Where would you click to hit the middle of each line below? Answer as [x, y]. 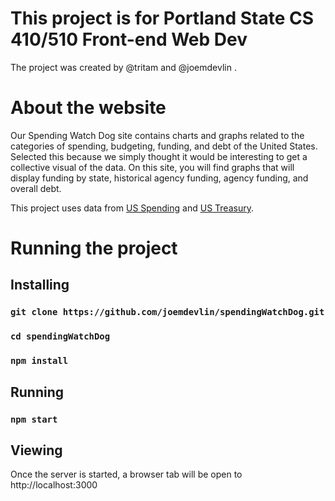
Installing [40, 285]
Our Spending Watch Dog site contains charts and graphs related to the [157, 135]
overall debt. [36, 188]
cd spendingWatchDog [60, 336]
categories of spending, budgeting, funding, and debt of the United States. [164, 146]
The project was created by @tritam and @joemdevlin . [123, 67]
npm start [34, 419]
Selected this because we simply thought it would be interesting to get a [159, 156]
